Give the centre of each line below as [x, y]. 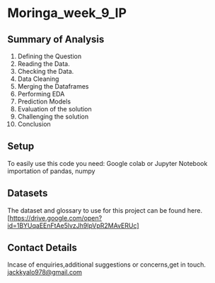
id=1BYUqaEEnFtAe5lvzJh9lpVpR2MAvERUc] [73, 226]
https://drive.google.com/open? [56, 218]
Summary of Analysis [56, 39]
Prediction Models [44, 101]
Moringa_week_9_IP [67, 13]
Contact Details [42, 248]
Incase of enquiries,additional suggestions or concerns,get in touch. [107, 265]
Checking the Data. [46, 71]
